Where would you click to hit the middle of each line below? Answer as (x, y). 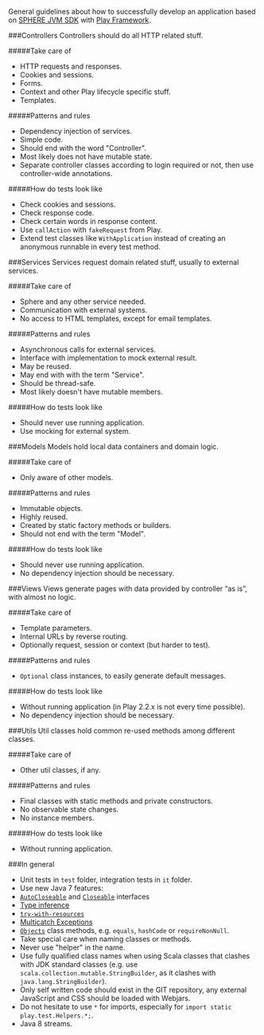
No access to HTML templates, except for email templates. (116, 319)
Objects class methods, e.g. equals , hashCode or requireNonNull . (124, 931)
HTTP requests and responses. (70, 66)
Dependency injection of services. (76, 131)
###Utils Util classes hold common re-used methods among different (122, 730)
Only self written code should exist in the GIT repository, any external (133, 990)
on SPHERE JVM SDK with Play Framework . (80, 20)
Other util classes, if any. (60, 770)
